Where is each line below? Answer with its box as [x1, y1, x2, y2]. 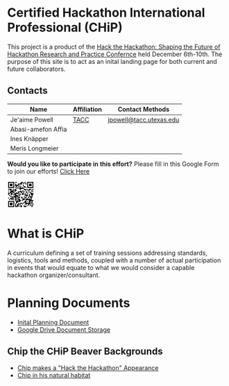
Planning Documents [7, 295, 130, 310]
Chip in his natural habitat [17, 371, 91, 380]
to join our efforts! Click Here [7, 167, 90, 175]
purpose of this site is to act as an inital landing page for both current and [7, 57, 217, 65]
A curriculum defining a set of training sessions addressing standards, [7, 249, 208, 257]
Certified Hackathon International [7, 5, 205, 21]
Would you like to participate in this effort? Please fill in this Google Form [7, 160, 219, 168]
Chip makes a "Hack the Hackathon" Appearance [17, 364, 159, 372]
